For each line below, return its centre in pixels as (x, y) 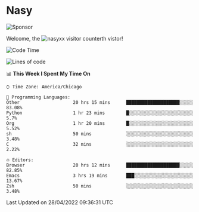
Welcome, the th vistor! (65, 38)
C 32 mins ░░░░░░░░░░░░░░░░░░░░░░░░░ (100, 144)
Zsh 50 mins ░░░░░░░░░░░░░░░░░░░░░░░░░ (100, 186)
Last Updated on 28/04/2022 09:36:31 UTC (60, 202)
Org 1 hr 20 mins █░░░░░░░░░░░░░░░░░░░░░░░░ (100, 123)
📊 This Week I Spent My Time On (48, 73)
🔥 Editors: (20, 160)
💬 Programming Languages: (38, 97)
